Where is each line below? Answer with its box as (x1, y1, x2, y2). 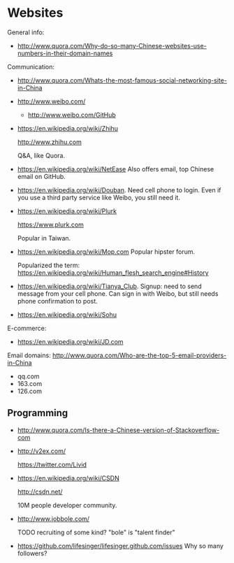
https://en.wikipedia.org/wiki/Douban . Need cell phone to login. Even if (17, 185, 221, 194)
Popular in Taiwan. (17, 234, 71, 242)
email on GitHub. (17, 172, 66, 180)
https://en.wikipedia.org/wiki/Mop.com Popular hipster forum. (17, 247, 196, 256)
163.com (17, 379, 43, 387)
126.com (17, 387, 42, 395)
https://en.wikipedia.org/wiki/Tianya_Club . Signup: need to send (17, 282, 202, 290)
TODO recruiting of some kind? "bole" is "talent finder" (17, 528, 176, 536)
